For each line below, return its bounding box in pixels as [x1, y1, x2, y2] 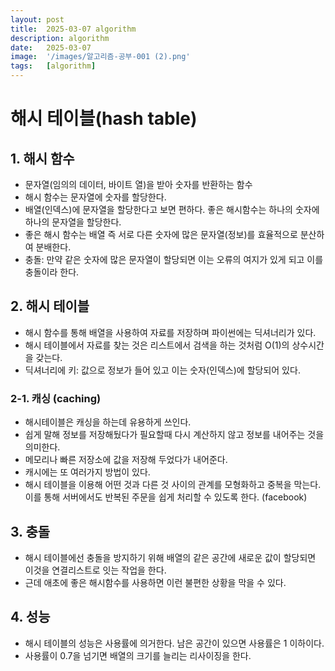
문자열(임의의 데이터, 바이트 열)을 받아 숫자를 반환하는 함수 [24, 179, 253, 190]
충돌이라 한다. [24, 266, 80, 278]
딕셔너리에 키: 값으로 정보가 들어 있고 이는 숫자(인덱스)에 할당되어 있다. [24, 364, 301, 376]
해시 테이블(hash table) [10, 107, 198, 130]
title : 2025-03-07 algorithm [10, 24, 137, 34]
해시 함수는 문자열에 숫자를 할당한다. [24, 191, 167, 203]
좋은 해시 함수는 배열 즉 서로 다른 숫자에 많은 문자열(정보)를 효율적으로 [24, 229, 298, 240]
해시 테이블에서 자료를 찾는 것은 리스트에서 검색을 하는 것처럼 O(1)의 [24, 339, 290, 351]
